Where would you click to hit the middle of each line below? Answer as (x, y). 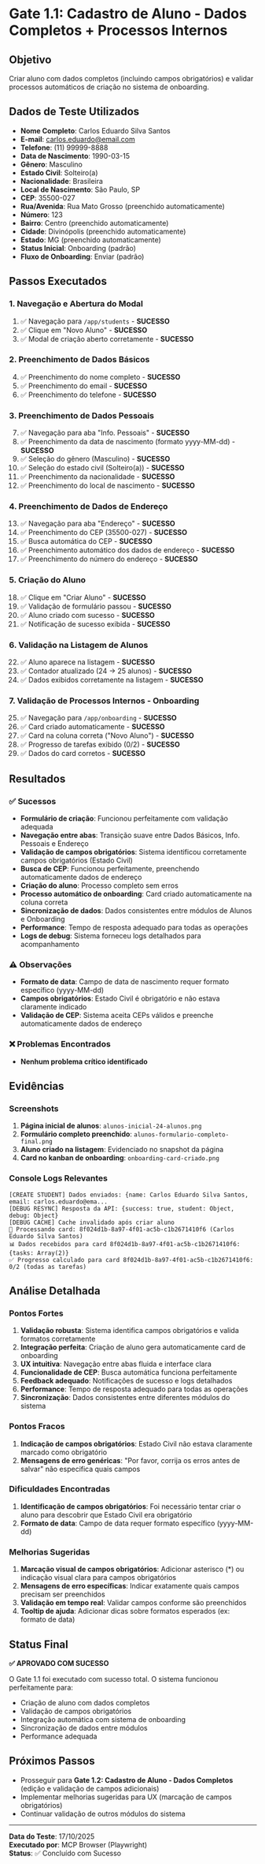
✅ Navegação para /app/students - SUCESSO (95, 321)
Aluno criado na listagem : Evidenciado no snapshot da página (122, 1150)
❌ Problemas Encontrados (60, 1044)
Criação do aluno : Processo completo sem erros (99, 885)
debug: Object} (34, 1215)
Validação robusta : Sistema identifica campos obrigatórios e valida (129, 1331)
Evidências (37, 1086)
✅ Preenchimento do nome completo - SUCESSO (100, 376)
